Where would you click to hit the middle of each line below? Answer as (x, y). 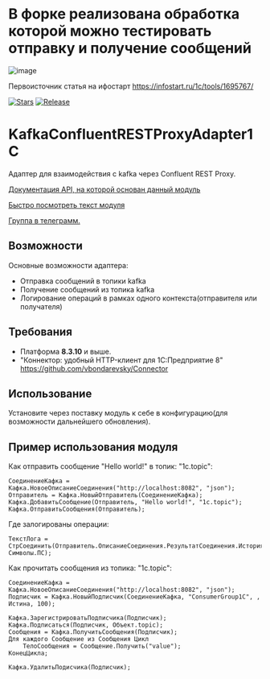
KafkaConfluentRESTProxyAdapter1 (131, 135)
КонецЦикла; (28, 653)
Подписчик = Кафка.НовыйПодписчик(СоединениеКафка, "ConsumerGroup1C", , (135, 597)
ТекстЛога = (28, 539)
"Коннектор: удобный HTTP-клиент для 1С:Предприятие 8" (121, 360)
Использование (50, 393)
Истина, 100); (32, 604)
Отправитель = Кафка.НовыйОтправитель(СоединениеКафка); (106, 495)
